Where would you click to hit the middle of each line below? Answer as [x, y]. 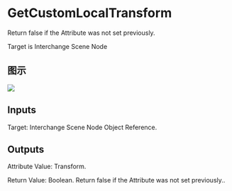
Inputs [22, 110]
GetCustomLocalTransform [90, 13]
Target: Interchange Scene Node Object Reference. [82, 127]
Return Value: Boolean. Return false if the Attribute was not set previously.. [116, 180]
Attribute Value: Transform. [47, 167]
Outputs [26, 149]
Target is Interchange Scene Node [57, 46]
